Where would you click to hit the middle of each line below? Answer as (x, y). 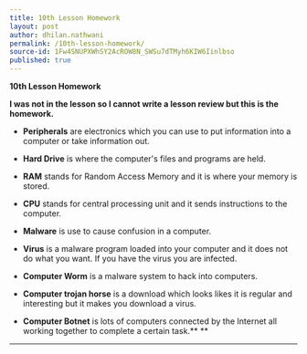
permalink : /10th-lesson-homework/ (77, 43)
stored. (36, 186)
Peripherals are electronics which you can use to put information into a (157, 131)
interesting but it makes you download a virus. (109, 303)
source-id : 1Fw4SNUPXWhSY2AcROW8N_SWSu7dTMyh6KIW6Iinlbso (122, 52)
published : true (40, 60)
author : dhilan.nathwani (57, 35)
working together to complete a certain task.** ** (115, 331)
